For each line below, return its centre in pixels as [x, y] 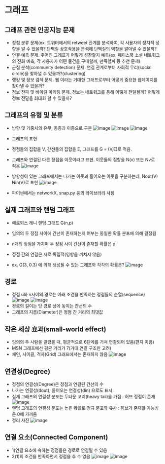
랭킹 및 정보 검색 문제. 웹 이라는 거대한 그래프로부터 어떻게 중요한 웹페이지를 [85, 80]
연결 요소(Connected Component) [56, 437]
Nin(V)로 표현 [25, 182]
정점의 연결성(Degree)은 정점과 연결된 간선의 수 [58, 384]
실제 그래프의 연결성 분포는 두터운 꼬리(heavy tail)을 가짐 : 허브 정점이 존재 [83, 397]
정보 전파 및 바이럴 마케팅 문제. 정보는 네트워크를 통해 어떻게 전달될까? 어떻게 [86, 92]
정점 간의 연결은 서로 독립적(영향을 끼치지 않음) [57, 254]
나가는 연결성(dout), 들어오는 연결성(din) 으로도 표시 [62, 390]
